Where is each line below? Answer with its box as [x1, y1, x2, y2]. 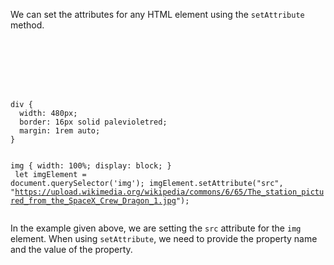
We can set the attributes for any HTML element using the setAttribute [10, 9, 305, 20]
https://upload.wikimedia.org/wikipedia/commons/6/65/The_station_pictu [14, 187, 325, 197]
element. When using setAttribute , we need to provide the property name [10, 233, 318, 244]
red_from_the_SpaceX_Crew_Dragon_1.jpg [10, 196, 177, 206]
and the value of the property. [10, 244, 133, 255]
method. [10, 19, 45, 31]
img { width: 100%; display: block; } [10, 161, 172, 171]
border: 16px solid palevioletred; [19, 117, 168, 127]
